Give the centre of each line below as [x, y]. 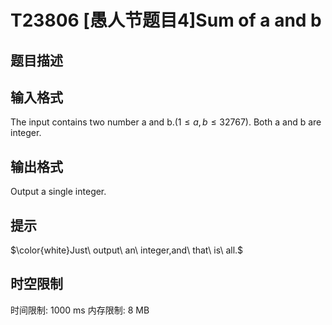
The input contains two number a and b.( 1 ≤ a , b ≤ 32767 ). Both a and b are [166, 122]
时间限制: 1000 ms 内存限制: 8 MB [80, 310]
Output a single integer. [58, 192]
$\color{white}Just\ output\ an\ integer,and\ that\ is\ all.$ [127, 250]
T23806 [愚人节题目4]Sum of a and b [166, 20]
